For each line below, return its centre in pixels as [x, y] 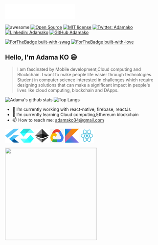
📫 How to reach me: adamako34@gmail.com [58, 120]
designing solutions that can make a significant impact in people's [83, 85]
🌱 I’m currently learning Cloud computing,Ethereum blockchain [75, 114]
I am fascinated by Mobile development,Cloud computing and [79, 69]
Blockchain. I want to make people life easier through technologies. [85, 74]
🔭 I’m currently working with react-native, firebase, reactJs [71, 109]
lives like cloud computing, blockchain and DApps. [68, 90]
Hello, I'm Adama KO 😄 [41, 57]
